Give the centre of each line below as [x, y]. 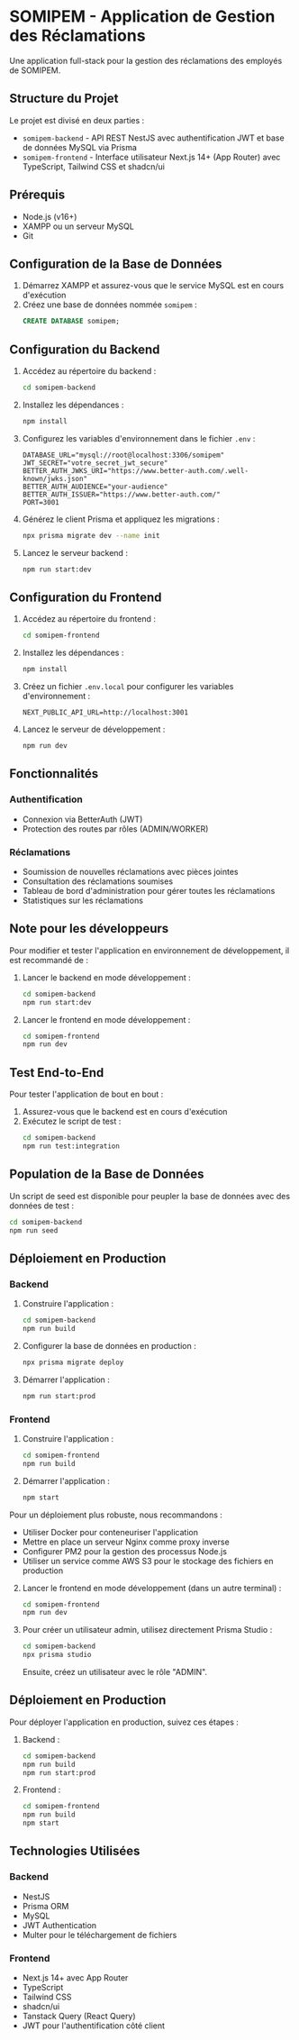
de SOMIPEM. [35, 70]
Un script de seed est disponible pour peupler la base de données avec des [150, 1196]
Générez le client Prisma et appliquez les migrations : [121, 519]
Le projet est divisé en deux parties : [77, 120]
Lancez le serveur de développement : [94, 729]
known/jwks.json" [55, 478]
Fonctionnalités [54, 774]
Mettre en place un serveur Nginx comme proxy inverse [126, 1542]
